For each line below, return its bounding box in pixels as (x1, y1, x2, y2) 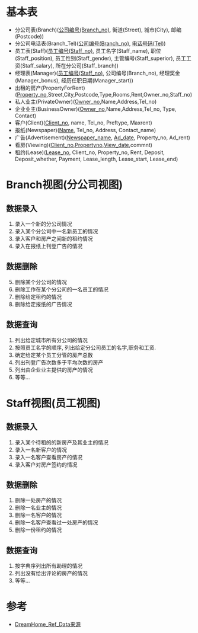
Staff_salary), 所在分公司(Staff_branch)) (21, 62, 119, 69)
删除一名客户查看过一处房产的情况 (14, 519, 98, 526)
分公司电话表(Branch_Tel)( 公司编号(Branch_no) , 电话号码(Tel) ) (14, 40, 166, 47)
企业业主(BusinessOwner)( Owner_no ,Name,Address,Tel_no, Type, (14, 105, 177, 113)
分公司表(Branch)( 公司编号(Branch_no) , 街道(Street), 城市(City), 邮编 (14, 26, 182, 33)
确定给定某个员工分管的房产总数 (14, 351, 93, 359)
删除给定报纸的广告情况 (14, 300, 72, 308)
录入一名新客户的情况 (14, 446, 67, 453)
